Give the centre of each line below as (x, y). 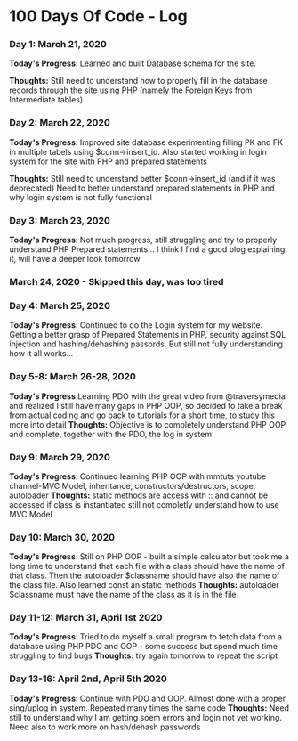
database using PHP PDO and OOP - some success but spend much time (144, 647)
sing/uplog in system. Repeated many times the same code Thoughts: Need (149, 708)
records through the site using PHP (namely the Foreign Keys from (131, 90)
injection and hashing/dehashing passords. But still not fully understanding (146, 344)
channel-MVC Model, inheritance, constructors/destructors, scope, (133, 485)
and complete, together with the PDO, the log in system (110, 434)
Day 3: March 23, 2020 (60, 220)
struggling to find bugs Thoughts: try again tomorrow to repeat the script (144, 655)
